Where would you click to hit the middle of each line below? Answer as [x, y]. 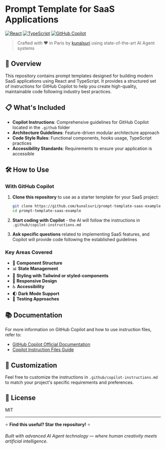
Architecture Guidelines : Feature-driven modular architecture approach [86, 133]
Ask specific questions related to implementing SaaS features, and [81, 234]
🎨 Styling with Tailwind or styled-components [60, 276]
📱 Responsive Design [35, 281]
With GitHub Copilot [30, 186]
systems [26, 48]
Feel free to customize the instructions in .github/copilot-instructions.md [82, 377]
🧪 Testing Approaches [36, 299]
